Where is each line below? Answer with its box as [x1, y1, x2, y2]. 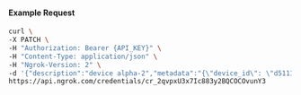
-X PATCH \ [8, 36, 49, 45]
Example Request [8, 7, 75, 18]
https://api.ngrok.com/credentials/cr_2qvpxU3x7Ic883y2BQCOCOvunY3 [8, 77, 267, 86]
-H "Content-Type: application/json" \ [8, 52, 158, 61]
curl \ [8, 27, 33, 36]
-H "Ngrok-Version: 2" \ [8, 60, 102, 69]
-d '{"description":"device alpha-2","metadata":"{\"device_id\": [8, 68, 262, 78]
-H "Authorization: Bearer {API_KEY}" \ [8, 43, 163, 53]
